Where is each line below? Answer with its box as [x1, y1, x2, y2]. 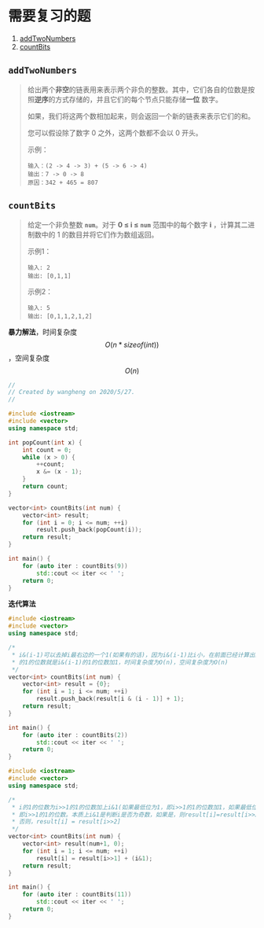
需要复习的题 [8, 7, 92, 25]
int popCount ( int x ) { [8, 438, 82, 447]
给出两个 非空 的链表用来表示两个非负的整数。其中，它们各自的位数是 [27, 84, 248, 94]
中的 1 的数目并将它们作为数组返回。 [41, 230, 159, 239]
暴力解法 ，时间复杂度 [8, 327, 77, 337]
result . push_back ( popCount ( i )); [36, 526, 143, 534]
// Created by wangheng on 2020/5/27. [8, 389, 135, 396]
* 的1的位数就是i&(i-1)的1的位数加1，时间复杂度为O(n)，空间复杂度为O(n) [11, 658, 229, 666]
